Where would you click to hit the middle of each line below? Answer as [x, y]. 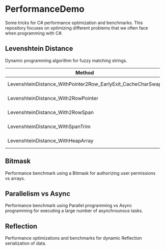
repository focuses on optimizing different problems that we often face [77, 28]
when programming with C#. [34, 33]
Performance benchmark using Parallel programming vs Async [69, 206]
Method [85, 72]
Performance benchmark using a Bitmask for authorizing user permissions [80, 173]
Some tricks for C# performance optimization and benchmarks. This [74, 23]
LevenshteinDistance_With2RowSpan [51, 112]
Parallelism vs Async [38, 194]
